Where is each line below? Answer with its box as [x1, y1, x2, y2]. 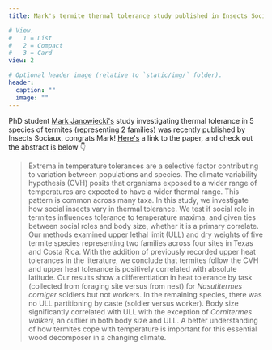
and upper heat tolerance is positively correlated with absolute [28, 264, 237, 273]
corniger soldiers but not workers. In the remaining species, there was [28, 289, 262, 299]
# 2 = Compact [8, 41, 63, 49]
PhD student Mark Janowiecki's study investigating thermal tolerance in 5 [8, 116, 254, 125]
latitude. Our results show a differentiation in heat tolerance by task [28, 272, 253, 282]
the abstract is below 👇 [8, 142, 87, 152]
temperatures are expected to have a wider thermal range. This [28, 187, 240, 196]
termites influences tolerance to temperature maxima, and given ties [28, 212, 257, 222]
